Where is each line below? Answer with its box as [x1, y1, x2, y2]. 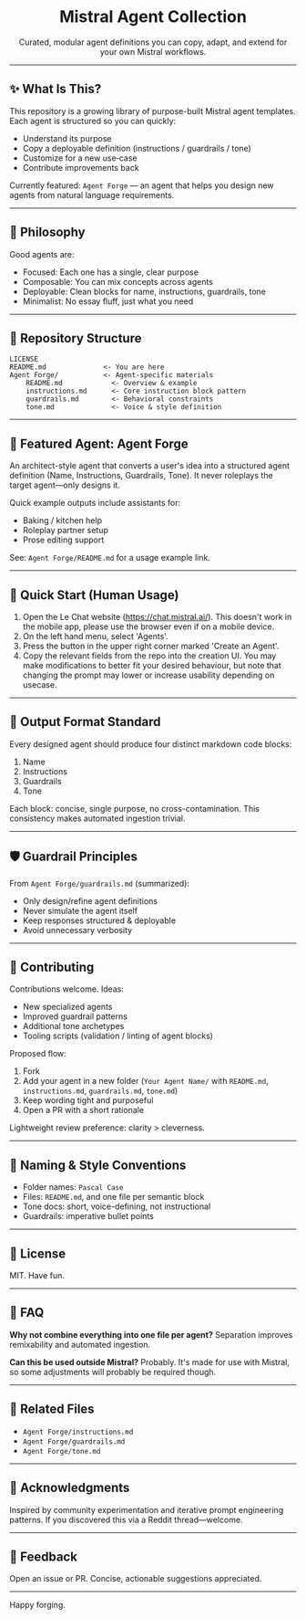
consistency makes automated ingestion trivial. [9, 813, 186, 824]
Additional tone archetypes [22, 1021, 125, 1032]
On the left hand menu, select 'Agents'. [22, 631, 168, 641]
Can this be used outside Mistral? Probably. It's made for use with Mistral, [9, 1356, 290, 1367]
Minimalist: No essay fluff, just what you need [22, 295, 194, 307]
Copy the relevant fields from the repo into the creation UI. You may [22, 650, 277, 661]
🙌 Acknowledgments [9, 1480, 130, 1496]
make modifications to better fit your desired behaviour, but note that [22, 660, 282, 670]
